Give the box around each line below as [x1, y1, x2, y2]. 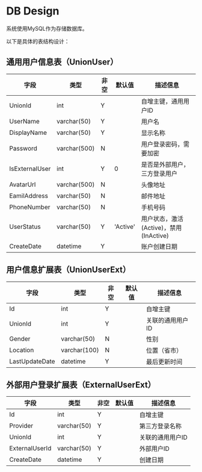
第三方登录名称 [139, 422, 182, 430]
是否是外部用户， [141, 160, 189, 169]
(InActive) [141, 231, 170, 240]
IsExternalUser [9, 164, 51, 173]
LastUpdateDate [9, 357, 55, 365]
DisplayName [9, 128, 47, 137]
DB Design [6, 4, 60, 18]
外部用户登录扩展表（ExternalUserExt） [6, 379, 156, 390]
